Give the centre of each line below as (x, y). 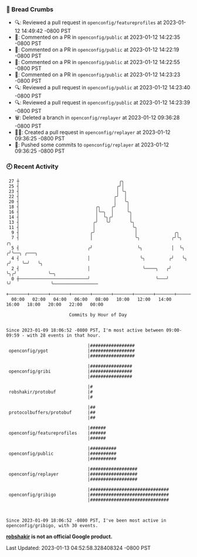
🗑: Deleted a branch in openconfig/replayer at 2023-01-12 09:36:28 (97, 118)
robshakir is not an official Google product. (59, 536)
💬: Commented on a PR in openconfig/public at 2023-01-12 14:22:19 (97, 50)
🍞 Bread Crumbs (30, 9)
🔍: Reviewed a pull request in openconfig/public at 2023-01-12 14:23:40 (102, 88)
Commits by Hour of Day (98, 315)
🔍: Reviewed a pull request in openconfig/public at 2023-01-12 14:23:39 (102, 103)
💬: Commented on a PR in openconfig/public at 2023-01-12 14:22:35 (97, 37)
